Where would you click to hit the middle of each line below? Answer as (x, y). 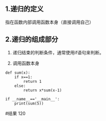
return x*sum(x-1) (43, 90)
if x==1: (23, 77)
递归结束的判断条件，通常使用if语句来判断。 (58, 52)
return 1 (33, 81)
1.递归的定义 (24, 9)
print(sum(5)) (29, 103)
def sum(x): (18, 73)
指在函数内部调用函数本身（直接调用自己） (49, 22)
